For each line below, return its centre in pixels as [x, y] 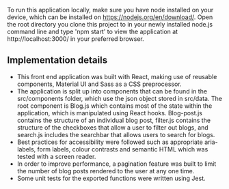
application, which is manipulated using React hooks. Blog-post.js [110, 113]
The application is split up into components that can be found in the [112, 91]
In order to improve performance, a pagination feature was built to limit [117, 164]
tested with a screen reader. [56, 156]
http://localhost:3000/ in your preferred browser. [76, 39]
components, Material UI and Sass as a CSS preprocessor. [99, 84]
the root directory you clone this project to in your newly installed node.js [110, 24]
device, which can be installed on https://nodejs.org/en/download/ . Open [110, 17]
